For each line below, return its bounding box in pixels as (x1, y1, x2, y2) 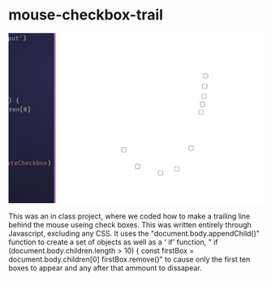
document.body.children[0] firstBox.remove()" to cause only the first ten (8, 254, 251, 265)
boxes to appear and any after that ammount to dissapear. (8, 263, 203, 273)
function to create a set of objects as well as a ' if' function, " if (8, 237, 218, 247)
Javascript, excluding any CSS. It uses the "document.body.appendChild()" (8, 229, 260, 239)
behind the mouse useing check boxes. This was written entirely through (8, 220, 252, 230)
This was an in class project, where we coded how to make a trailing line (8, 211, 251, 221)
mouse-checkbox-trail (8, 6, 164, 24)
